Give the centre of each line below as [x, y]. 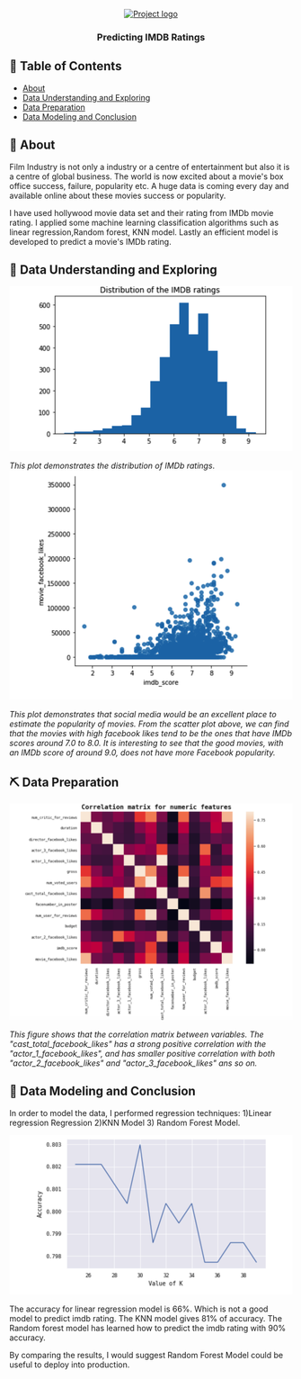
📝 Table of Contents [66, 66]
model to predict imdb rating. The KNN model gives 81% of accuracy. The [146, 1319]
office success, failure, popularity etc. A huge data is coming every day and [149, 185]
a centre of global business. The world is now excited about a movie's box [146, 176]
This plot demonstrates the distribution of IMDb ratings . [112, 465]
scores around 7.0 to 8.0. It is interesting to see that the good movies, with [146, 744]
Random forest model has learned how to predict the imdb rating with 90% [148, 1329]
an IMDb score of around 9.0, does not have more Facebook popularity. [142, 753]
